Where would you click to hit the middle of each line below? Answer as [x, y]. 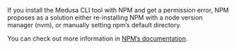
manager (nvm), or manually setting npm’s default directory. [94, 25]
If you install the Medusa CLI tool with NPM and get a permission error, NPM [118, 10]
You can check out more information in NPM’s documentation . [98, 38]
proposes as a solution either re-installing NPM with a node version [105, 17]
